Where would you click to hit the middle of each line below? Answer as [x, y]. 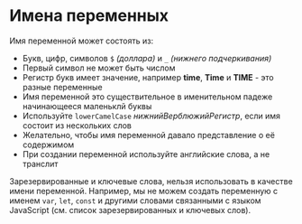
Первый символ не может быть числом [99, 68]
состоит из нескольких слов [77, 125]
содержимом [48, 145]
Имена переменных [89, 16]
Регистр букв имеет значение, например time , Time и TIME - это [148, 77]
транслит [40, 163]
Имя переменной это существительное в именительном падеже [147, 97]
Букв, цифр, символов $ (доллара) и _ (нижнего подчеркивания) [147, 58]
